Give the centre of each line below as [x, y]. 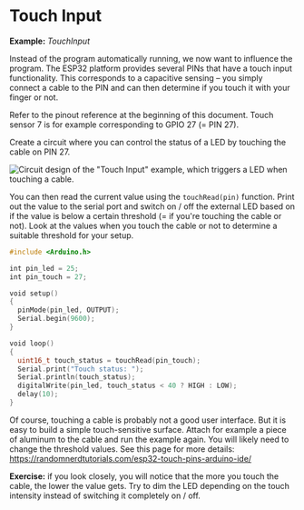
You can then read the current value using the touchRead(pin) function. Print [152, 196]
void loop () [32, 343]
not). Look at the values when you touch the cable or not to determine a [143, 225]
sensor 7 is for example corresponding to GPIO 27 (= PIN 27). [124, 125]
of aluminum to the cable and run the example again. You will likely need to [149, 439]
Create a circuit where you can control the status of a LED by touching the [148, 142]
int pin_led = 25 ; [44, 268]
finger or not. [34, 97]
